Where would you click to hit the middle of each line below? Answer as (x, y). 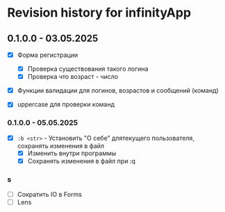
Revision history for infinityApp (99, 13)
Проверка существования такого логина (88, 69)
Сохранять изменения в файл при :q (81, 161)
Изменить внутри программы (72, 153)
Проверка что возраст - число (73, 77)
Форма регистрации (48, 55)
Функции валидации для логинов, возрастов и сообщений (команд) (118, 91)
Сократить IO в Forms (49, 195)
